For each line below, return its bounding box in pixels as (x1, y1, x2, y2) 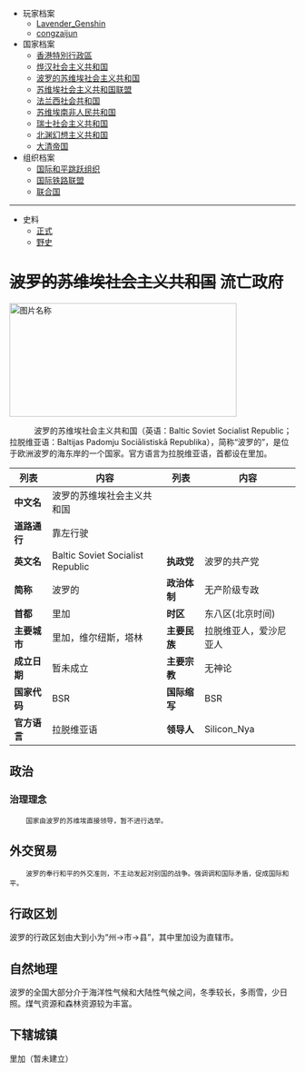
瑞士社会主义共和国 (35, 118, 109, 129)
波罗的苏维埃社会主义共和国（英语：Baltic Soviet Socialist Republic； (34, 425, 292, 436)
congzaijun (35, 28, 78, 38)
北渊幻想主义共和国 (35, 130, 109, 140)
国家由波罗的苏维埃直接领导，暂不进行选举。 (25, 816, 168, 825)
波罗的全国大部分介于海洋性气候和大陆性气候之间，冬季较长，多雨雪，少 (9, 987, 280, 998)
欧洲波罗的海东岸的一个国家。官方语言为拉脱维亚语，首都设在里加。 (16, 448, 272, 459)
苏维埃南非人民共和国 (35, 107, 116, 117)
